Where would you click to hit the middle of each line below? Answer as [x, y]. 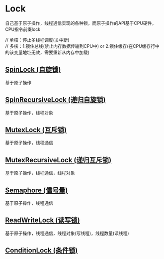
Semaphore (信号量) [37, 190]
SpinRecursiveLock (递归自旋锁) [55, 100]
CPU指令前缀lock [23, 29]
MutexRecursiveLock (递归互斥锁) [58, 160]
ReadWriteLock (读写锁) [43, 220]
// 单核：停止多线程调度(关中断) [37, 40]
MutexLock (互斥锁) [36, 130]
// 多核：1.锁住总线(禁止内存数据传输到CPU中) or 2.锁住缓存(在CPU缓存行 [80, 46]
